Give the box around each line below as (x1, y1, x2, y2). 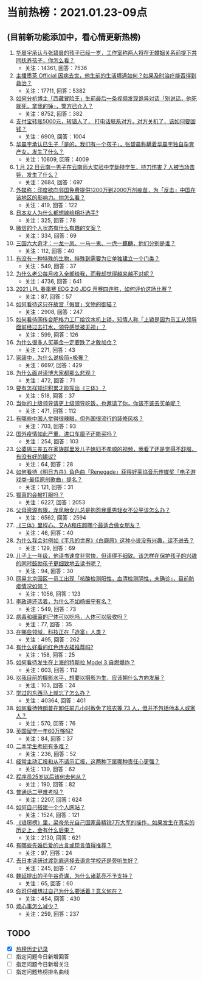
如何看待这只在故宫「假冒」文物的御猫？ (15, 301, 117, 308)
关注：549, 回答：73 (24, 605, 77, 613)
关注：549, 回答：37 (24, 263, 77, 269)
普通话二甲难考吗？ (15, 788, 64, 796)
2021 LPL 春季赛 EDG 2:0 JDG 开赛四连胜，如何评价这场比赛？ (15, 285, 173, 293)
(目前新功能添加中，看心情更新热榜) (7, 32, 141, 42)
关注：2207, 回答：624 (24, 796, 83, 803)
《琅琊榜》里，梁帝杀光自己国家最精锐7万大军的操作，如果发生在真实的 (15, 819, 195, 826)
